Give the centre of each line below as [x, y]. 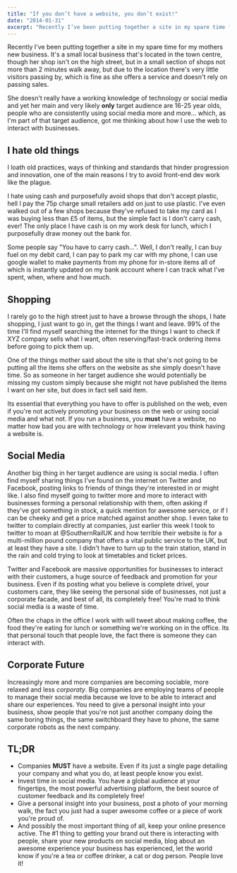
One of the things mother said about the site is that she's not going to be [113, 360]
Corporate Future [46, 665]
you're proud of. [41, 819]
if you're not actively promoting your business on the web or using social [113, 411]
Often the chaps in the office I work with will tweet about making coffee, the [117, 620]
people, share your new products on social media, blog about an [111, 841]
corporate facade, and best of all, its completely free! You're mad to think [114, 599]
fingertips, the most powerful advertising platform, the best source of [118, 788]
